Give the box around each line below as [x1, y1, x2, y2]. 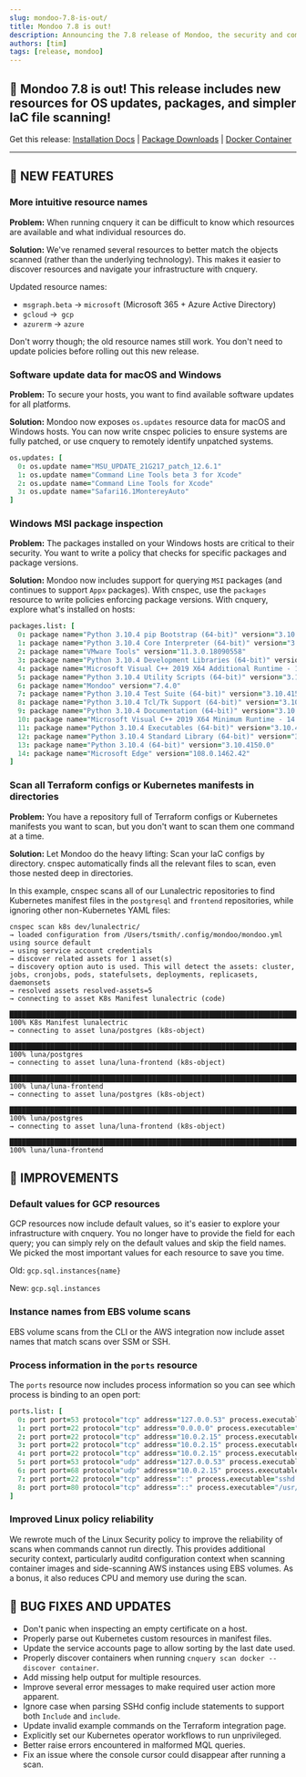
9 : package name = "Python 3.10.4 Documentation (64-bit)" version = [17, 707, 275, 716]
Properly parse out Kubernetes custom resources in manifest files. [22, 1633, 272, 1644]
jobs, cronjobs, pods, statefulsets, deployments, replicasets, [9, 970, 259, 979]
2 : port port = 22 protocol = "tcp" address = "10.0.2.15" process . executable [17, 1432, 300, 1441]
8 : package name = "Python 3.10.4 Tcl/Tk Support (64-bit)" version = [17, 698, 280, 708]
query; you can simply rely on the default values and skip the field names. [9, 1237, 287, 1249]
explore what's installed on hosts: [9, 604, 136, 615]
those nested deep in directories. [9, 867, 134, 878]
